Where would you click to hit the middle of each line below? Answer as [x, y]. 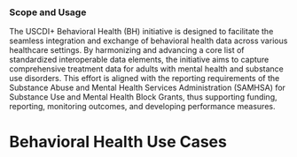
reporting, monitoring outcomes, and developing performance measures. [142, 107]
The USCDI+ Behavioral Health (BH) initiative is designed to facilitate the [141, 32]
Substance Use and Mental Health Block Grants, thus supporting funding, [143, 97]
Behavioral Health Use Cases [118, 142]
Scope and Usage [48, 12]
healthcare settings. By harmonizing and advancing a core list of [127, 50]
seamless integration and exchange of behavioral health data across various [148, 41]
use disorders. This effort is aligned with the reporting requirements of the [145, 78]
